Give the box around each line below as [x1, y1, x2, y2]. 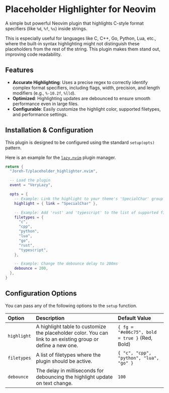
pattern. [5, 144, 22, 150]
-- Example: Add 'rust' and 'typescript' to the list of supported [14, 210, 158, 215]
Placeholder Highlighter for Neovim [5, 4, 156, 15]
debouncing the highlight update [36, 373, 113, 380]
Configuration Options [5, 289, 77, 298]
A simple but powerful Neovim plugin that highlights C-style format [5, 20, 144, 26]
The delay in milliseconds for [36, 367, 104, 374]
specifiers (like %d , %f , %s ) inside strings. [5, 25, 88, 31]
